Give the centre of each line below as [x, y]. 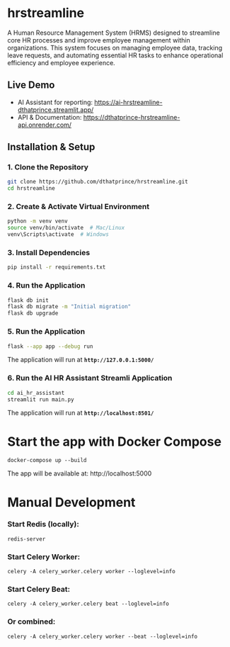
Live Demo [31, 85]
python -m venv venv [38, 221]
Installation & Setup [51, 147]
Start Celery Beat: [39, 590]
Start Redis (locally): [43, 524]
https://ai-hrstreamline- [128, 102]
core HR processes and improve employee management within [99, 40]
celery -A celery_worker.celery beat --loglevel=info [88, 604]
